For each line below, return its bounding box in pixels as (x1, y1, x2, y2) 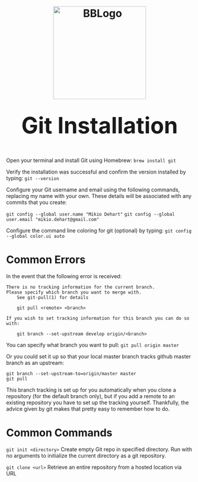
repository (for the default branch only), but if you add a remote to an (6, 392, 175, 399)
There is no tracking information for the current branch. (6, 284, 155, 290)
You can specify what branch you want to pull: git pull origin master (6, 341, 180, 348)
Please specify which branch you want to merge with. (6, 289, 142, 295)
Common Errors (6, 253, 86, 267)
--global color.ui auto (6, 233, 65, 239)
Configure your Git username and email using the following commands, (6, 186, 180, 193)
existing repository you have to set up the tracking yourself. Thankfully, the (6, 399, 189, 406)
